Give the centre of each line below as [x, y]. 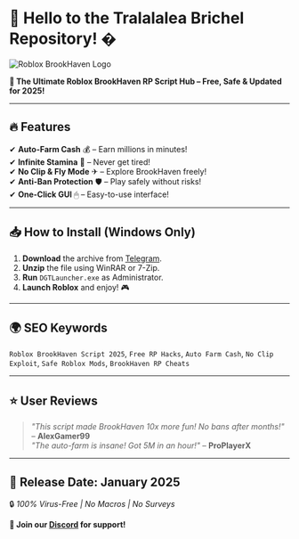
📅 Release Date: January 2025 [95, 482]
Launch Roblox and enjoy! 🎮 [76, 287]
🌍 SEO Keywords [59, 327]
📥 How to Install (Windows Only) [102, 232]
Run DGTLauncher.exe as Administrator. [93, 277]
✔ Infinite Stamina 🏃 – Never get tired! [80, 162]
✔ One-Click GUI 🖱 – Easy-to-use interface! [89, 194]
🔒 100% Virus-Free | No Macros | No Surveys [92, 504]
